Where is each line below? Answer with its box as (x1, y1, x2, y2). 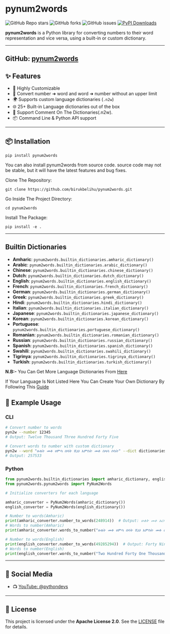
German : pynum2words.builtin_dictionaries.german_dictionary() (12, 289, 151, 295)
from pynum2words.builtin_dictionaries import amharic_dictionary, (5, 477, 151, 482)
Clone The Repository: (5, 177, 52, 183)
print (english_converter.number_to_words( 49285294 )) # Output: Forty (5, 541, 157, 547)
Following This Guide (5, 383, 49, 390)
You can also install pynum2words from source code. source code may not (5, 162, 161, 168)
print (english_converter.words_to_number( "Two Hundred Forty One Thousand (5, 551, 166, 556)
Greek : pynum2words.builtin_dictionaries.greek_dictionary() (12, 294, 144, 300)
